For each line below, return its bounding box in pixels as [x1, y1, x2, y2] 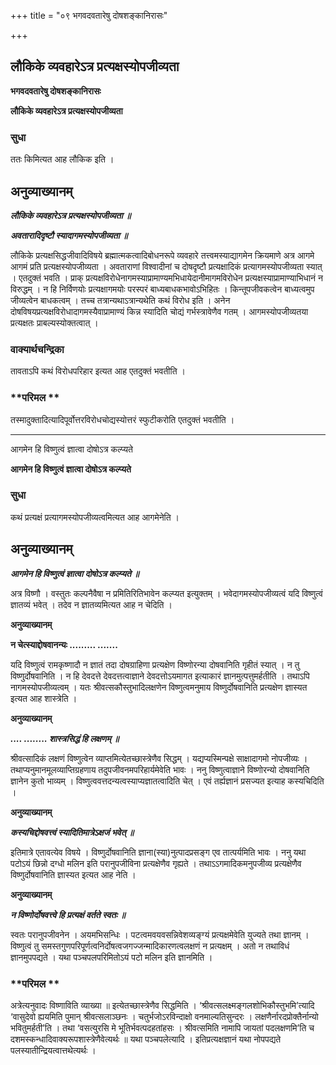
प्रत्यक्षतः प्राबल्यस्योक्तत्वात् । [10, 316, 99, 329]
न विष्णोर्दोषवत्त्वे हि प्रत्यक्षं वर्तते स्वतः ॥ [10, 908, 126, 920]
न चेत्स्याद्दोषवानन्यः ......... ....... [10, 638, 118, 650]
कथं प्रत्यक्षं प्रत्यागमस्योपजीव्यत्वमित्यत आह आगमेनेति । [10, 511, 180, 523]
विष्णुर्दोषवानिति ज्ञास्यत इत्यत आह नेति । [10, 868, 137, 880]
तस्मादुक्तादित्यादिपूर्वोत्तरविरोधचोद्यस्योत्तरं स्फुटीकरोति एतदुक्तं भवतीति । [10, 413, 235, 425]
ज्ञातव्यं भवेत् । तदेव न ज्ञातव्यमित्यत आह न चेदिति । [10, 598, 173, 610]
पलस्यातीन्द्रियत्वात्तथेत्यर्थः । [10, 1044, 97, 1056]
